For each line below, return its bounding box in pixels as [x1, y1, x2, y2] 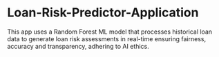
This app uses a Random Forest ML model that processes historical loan [7, 27, 213, 36]
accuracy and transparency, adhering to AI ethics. [7, 42, 150, 50]
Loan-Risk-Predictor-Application [7, 5, 199, 21]
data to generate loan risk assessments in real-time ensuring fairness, [7, 34, 206, 43]
